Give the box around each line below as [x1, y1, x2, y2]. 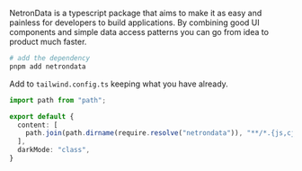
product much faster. [9, 36, 87, 47]
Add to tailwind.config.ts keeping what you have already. [9, 78, 229, 89]
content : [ [17, 121, 58, 130]
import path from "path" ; [9, 95, 106, 104]
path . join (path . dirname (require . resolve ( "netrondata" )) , [25, 129, 244, 138]
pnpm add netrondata [9, 62, 87, 71]
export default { [9, 112, 75, 121]
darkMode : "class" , [17, 146, 91, 155]
